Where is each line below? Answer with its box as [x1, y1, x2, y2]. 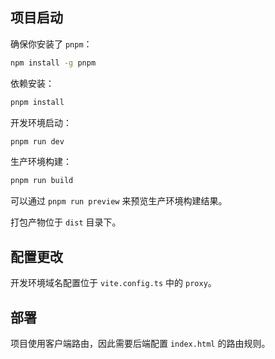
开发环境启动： [10, 116, 72, 128]
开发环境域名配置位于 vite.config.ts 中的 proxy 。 [10, 277, 217, 289]
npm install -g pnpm [10, 58, 97, 68]
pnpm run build [10, 176, 74, 186]
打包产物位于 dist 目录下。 [10, 216, 122, 228]
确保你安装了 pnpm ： [10, 38, 93, 50]
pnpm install [10, 97, 65, 107]
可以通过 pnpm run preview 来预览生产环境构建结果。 [10, 195, 228, 207]
